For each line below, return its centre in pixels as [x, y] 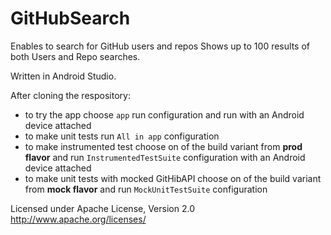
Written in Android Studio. [63, 76]
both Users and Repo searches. [75, 56]
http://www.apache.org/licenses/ [78, 219]
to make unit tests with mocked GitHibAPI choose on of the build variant [173, 178]
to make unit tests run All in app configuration [122, 136]
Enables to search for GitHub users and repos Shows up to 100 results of [160, 46]
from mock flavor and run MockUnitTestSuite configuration [146, 189]
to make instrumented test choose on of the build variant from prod [163, 146]
